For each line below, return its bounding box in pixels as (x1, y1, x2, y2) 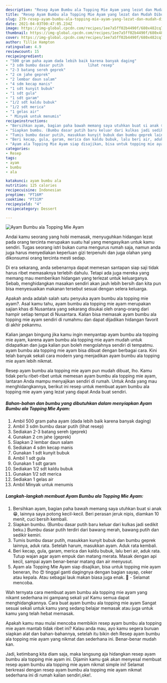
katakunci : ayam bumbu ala (5, 178, 61, 183)
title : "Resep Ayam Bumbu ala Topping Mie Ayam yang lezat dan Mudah (5, 12, 153, 17)
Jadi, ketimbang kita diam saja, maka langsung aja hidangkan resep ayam (5, 651, 156, 657)
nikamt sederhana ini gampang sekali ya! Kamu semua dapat (5, 595, 130, 601)
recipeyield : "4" (5, 201, 42, 207)
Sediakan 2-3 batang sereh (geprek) (12, 429, 88, 435)
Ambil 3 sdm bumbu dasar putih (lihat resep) (12, 423, 104, 429)
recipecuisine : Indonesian (5, 188, 61, 193)
